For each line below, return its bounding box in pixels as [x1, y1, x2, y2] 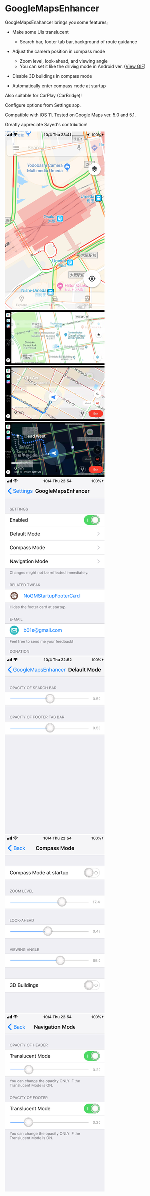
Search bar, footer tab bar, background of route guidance [19, 38, 138, 45]
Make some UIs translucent [12, 29, 69, 35]
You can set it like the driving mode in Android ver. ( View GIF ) [19, 63, 146, 69]
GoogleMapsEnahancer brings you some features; [5, 19, 108, 25]
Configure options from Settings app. [5, 102, 81, 108]
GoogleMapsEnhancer [5, 3, 100, 14]
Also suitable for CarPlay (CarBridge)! [5, 92, 82, 98]
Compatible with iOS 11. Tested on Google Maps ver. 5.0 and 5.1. [5, 112, 136, 118]
